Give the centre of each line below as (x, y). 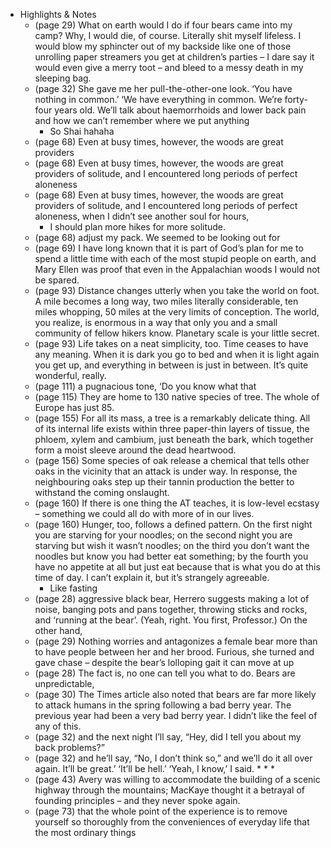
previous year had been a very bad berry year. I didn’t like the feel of (176, 715)
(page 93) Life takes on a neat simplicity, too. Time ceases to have (171, 343)
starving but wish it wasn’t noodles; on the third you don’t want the (172, 545)
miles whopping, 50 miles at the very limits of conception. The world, (177, 312)
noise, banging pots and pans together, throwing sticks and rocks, (171, 609)
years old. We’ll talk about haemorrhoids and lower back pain (180, 110)
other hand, (58, 630)
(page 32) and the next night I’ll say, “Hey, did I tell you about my (168, 737)
